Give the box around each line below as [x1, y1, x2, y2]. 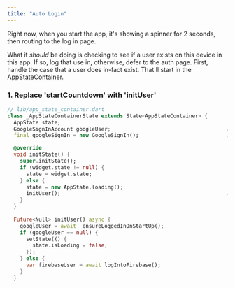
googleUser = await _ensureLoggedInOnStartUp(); [20, 222, 164, 229]
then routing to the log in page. [7, 36, 97, 45]
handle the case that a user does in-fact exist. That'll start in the [7, 65, 192, 73]
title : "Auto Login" [7, 10, 68, 17]
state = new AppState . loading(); [25, 183, 124, 191]
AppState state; [13, 119, 61, 126]
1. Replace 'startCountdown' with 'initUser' [7, 90, 157, 100]
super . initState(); [20, 158, 77, 165]
